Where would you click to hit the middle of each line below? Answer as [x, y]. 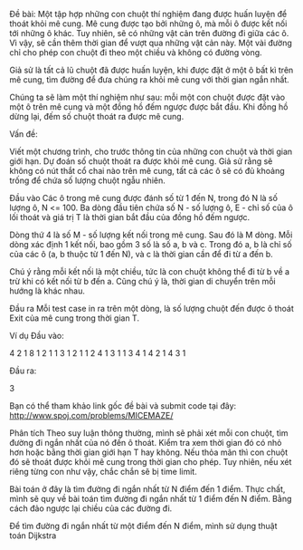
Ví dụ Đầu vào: [37, 336]
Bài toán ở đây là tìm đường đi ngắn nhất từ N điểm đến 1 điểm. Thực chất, [147, 489]
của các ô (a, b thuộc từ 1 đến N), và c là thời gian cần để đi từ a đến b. [141, 254]
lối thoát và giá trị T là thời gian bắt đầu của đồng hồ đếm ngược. [130, 217]
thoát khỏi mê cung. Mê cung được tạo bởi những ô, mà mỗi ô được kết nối [148, 24]
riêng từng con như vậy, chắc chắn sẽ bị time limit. [103, 472]
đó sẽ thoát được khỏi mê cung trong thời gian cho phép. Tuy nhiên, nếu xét [151, 462]
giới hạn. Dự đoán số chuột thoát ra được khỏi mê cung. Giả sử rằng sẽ [141, 161]
